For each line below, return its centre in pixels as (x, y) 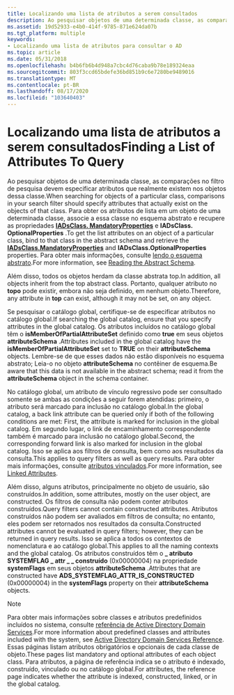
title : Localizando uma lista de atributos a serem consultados (102, 14)
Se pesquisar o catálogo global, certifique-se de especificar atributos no (111, 311)
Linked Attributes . (32, 473)
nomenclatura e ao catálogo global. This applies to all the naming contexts (113, 546)
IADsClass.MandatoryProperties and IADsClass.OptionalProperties (107, 247)
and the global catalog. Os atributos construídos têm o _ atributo (100, 553)
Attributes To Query (66, 162)
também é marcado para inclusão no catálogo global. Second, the (101, 436)
